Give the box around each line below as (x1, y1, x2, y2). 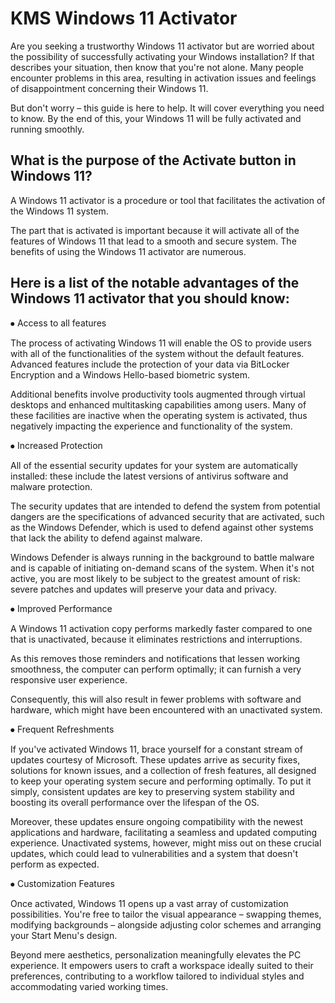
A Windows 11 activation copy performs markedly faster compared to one (10, 622, 313, 634)
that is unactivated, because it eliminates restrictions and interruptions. (10, 633, 303, 645)
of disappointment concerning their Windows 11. (10, 82, 209, 94)
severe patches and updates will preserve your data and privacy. (10, 583, 277, 595)
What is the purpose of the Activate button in (10, 152, 297, 169)
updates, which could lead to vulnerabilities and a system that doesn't (10, 847, 299, 859)
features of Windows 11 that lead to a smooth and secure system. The (10, 235, 297, 247)
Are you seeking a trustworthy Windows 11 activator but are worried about (10, 40, 315, 52)
